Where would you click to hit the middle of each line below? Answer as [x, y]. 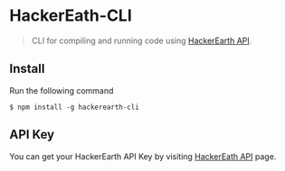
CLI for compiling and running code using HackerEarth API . [142, 40]
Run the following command [62, 90]
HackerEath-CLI [71, 16]
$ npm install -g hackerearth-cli [75, 107]
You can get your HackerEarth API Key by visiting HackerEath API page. [143, 156]
